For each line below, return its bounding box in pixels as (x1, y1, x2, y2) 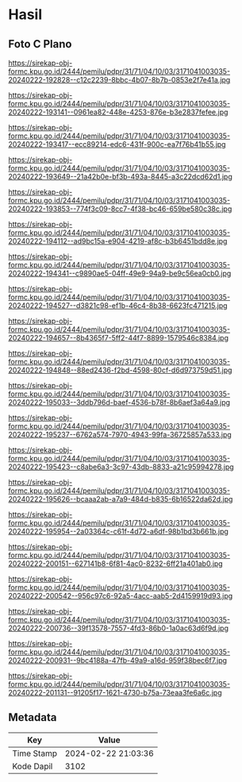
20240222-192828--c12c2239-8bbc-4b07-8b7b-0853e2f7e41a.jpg (8, 75, 231, 84)
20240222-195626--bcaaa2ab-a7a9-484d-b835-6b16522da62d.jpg (8, 495, 233, 503)
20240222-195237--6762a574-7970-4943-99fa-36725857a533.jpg (8, 430, 232, 439)
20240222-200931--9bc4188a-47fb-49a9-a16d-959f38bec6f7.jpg (8, 656, 228, 665)
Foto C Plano (8, 37, 72, 51)
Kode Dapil (12, 761, 53, 772)
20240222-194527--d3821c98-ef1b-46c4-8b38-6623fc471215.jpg (8, 301, 228, 310)
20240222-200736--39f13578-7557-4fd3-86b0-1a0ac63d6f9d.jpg (8, 623, 229, 633)
